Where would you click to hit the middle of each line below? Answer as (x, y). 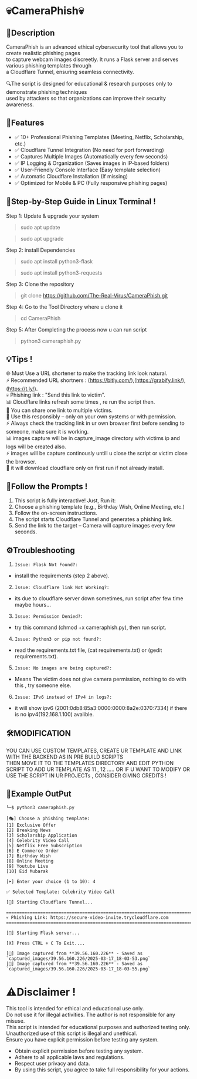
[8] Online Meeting (30, 861)
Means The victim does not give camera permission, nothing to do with (100, 679)
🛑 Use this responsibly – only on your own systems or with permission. (91, 417)
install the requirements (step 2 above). (62, 576)
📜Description (30, 33)
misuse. (16, 1021)
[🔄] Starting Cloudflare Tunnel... (50, 902)
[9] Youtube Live (27, 866)
